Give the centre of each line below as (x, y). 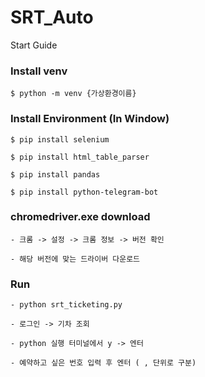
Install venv (39, 71)
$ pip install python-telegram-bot (84, 192)
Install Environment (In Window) (90, 119)
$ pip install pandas (55, 174)
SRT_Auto (52, 17)
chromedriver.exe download (80, 217)
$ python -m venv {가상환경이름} (73, 94)
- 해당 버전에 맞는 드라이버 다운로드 (75, 259)
